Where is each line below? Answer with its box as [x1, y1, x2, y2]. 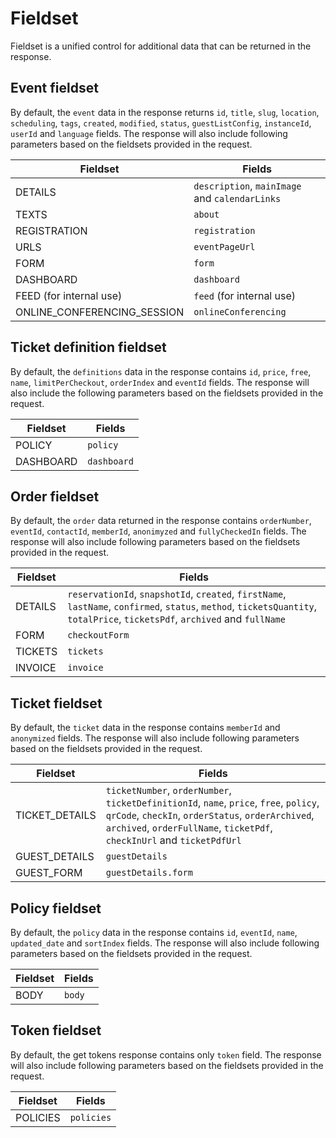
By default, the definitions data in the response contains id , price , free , [10, 365, 312, 377]
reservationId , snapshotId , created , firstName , [67, 587, 287, 601]
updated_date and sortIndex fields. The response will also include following [10, 937, 320, 949]
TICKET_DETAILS [15, 808, 97, 822]
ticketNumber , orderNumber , [105, 783, 232, 797]
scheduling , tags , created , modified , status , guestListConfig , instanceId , [10, 117, 312, 129]
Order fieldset [10, 488, 100, 505]
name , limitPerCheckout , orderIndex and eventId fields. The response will [10, 376, 310, 388]
